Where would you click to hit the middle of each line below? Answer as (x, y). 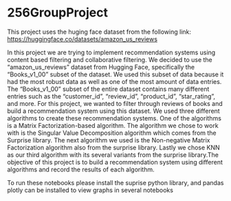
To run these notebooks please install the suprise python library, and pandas (115, 182)
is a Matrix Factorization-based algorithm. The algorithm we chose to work (113, 125)
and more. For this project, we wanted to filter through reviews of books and (115, 103)
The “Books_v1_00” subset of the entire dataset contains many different (108, 89)
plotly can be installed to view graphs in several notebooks (90, 190)
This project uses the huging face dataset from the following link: (99, 32)
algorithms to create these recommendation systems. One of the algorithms (114, 118)
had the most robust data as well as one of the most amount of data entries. (114, 81)
